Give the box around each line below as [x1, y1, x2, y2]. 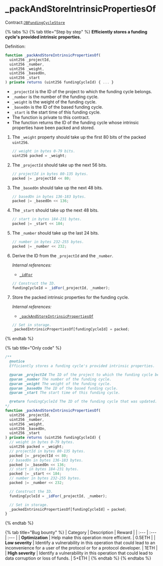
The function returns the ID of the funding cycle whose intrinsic [12, 120, 139, 126]
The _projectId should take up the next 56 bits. [12, 162, 108, 168]
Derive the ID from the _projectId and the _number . [12, 252, 114, 258]
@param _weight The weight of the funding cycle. [9, 381, 112, 386]
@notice [9, 359, 25, 364]
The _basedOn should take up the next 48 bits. [12, 184, 103, 190]
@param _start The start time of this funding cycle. [9, 390, 120, 395]
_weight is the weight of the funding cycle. [12, 99, 97, 105]
